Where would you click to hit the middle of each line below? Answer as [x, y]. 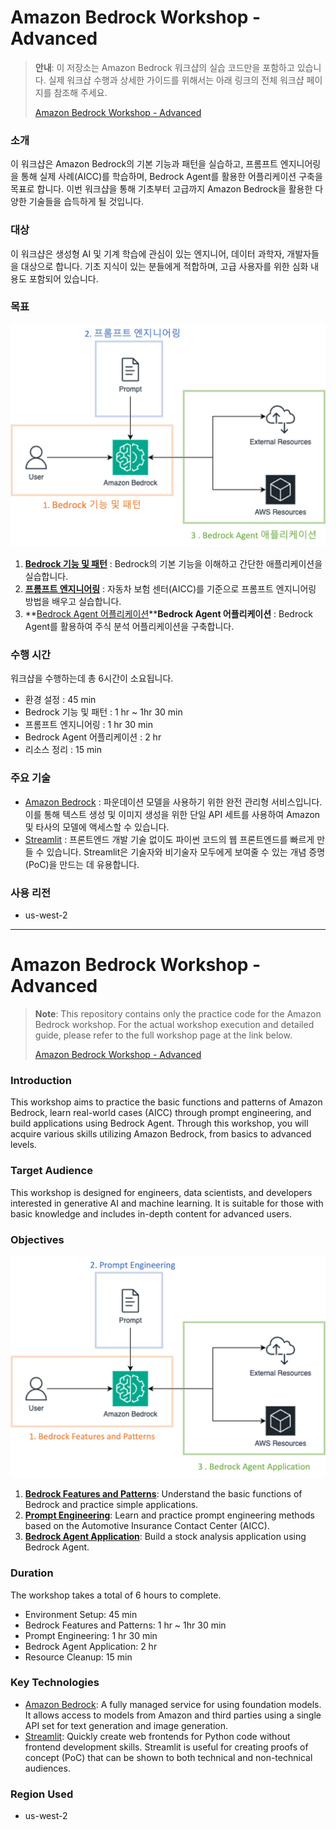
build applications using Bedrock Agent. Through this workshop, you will [159, 1123]
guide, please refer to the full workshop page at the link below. [163, 1035]
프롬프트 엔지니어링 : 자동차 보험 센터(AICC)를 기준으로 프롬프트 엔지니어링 [170, 589]
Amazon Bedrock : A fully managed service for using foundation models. [173, 1704]
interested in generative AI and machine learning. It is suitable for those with [167, 1203]
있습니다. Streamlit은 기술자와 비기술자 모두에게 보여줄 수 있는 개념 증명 [186, 852]
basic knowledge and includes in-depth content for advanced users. [151, 1213]
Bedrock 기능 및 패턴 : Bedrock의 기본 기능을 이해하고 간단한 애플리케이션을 [173, 564]
